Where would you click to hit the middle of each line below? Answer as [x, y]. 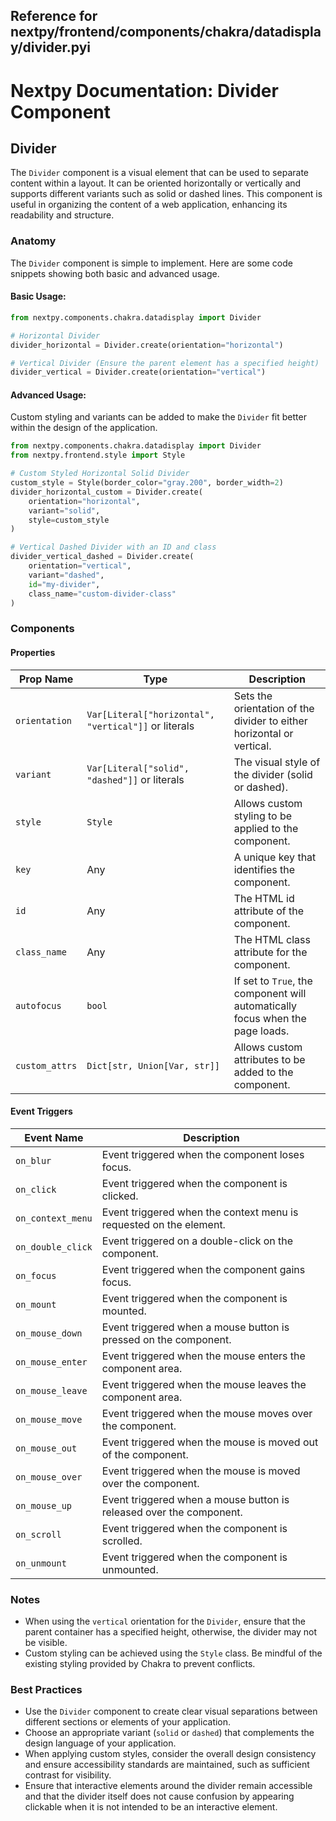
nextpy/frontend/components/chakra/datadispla [166, 32]
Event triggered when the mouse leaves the [204, 1384]
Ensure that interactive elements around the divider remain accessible [168, 1786]
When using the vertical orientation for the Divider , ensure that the [165, 1621]
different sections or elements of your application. [128, 1722]
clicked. [120, 1196]
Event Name [54, 1137]
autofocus [38, 1005]
